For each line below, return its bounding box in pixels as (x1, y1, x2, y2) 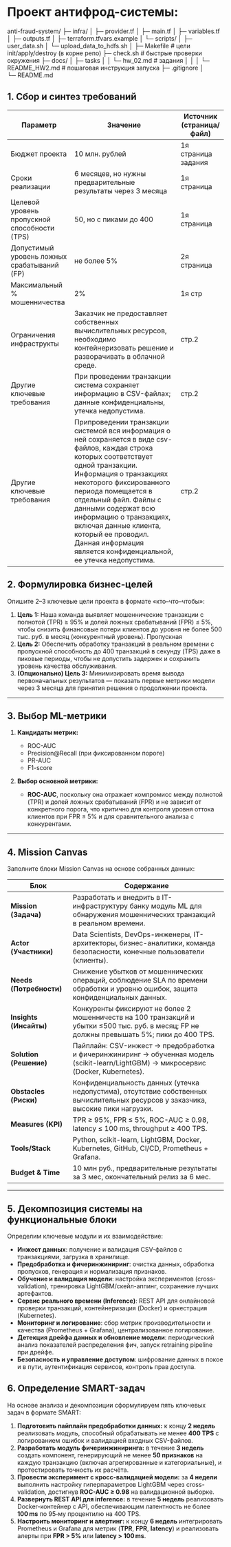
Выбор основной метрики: (16, 777, 98, 785)
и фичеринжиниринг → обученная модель (72, 1050, 214, 1059)
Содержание (124, 881, 170, 891)
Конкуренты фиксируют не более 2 (72, 1004, 191, 1014)
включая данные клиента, (74, 520, 162, 530)
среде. (74, 360, 97, 370)
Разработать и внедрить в (72, 893, 160, 903)
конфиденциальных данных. (72, 993, 167, 1003)
